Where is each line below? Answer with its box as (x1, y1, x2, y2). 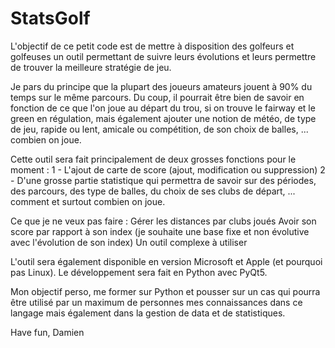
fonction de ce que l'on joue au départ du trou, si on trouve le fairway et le (10, 102, 316, 114)
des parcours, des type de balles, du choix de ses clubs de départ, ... (10, 185, 296, 197)
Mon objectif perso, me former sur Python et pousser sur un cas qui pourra (10, 285, 321, 297)
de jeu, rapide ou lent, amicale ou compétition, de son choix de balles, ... (10, 123, 309, 135)
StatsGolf (10, 7, 91, 30)
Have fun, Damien (10, 326, 85, 338)
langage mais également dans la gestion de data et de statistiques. (10, 307, 286, 319)
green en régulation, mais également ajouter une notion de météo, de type (10, 112, 317, 124)
